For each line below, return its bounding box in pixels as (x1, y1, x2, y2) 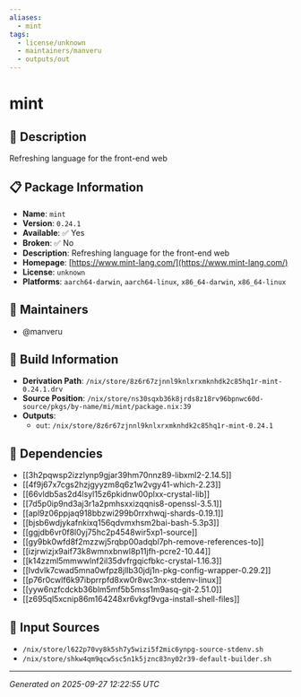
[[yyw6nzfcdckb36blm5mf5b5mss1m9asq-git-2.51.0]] (21, 584, 222, 595)
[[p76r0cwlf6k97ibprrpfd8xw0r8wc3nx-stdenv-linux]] (21, 575, 222, 586)
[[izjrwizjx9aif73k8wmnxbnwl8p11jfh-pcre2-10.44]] (21, 546, 211, 557)
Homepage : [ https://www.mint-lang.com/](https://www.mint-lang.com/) (21, 257, 288, 267)
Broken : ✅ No (21, 237, 74, 248)
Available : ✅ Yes (21, 227, 85, 238)
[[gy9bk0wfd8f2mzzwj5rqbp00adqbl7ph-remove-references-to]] (21, 536, 264, 547)
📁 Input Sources (9, 620, 100, 635)
